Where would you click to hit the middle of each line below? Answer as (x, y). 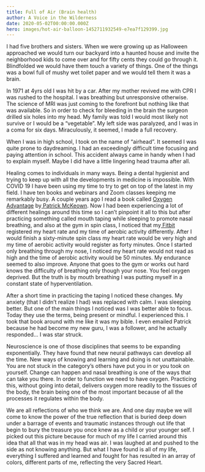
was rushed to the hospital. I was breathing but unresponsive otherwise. (97, 97)
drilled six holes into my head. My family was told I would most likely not (97, 117)
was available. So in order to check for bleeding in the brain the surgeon (97, 110)
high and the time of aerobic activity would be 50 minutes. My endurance (99, 258)
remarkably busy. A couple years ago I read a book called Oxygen (89, 199)
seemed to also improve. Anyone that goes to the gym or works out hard (98, 264)
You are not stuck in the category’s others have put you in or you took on (98, 366)
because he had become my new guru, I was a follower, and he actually (97, 328)
